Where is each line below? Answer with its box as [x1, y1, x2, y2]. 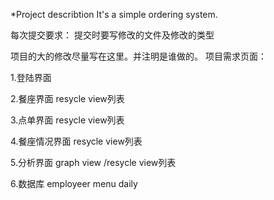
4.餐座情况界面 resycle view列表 [10, 135, 143, 147]
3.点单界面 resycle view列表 [10, 114, 125, 126]
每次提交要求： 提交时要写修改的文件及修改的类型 [10, 29, 215, 41]
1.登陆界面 [10, 72, 52, 83]
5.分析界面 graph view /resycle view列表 [10, 157, 177, 168]
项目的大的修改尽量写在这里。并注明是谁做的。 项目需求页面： [10, 50, 267, 62]
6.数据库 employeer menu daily [10, 178, 138, 189]
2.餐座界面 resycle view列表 [10, 93, 125, 104]
